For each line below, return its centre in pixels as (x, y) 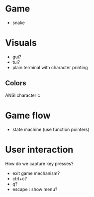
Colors (16, 83)
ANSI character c (23, 95)
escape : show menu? (35, 189)
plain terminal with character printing (50, 67)
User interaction (39, 150)
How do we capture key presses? (39, 163)
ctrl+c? (20, 178)
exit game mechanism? (36, 173)
